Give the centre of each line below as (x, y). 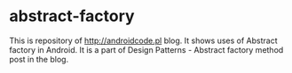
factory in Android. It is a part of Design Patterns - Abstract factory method (146, 49)
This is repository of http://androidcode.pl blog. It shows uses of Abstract (143, 40)
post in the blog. (39, 59)
